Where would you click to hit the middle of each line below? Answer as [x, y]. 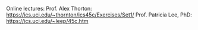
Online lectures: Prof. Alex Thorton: [49, 9]
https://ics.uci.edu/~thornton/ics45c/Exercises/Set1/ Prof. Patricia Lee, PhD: [99, 15]
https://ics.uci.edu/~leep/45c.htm [47, 21]
